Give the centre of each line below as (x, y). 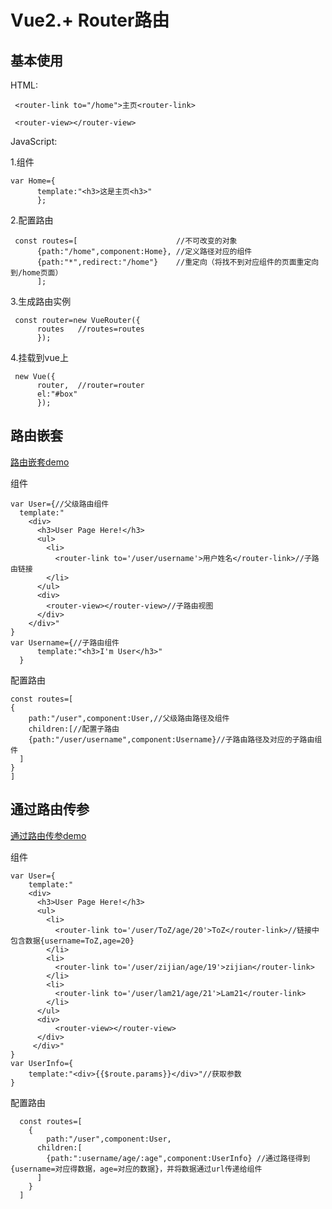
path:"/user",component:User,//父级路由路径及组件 (129, 718)
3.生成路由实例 (41, 301)
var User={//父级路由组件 (60, 504)
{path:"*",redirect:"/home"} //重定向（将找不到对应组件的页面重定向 (178, 262)
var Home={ (33, 181)
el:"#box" (57, 394)
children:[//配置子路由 (74, 729)
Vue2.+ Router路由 (90, 20)
